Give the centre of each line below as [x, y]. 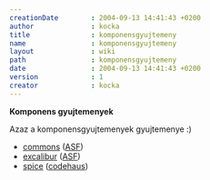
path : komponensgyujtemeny [93, 60]
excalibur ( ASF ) [51, 156]
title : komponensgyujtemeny [93, 35]
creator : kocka [65, 85]
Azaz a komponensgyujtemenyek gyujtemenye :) [101, 129]
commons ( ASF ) [53, 146]
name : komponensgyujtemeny [93, 43]
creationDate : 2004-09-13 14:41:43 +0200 [105, 18]
